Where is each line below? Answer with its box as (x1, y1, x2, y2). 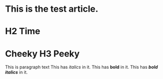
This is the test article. (5, 3, 98, 15)
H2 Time (5, 26, 40, 37)
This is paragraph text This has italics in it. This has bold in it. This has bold (5, 64, 158, 70)
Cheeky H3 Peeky (5, 48, 80, 59)
